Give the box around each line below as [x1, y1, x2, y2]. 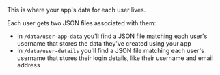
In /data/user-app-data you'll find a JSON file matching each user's [16, 32, 208, 40]
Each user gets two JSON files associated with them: [7, 19, 156, 27]
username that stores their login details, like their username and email [16, 54, 213, 62]
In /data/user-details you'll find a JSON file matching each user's [16, 47, 205, 55]
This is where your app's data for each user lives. [7, 6, 146, 14]
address [16, 61, 40, 69]
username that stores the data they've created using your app [16, 40, 191, 47]
